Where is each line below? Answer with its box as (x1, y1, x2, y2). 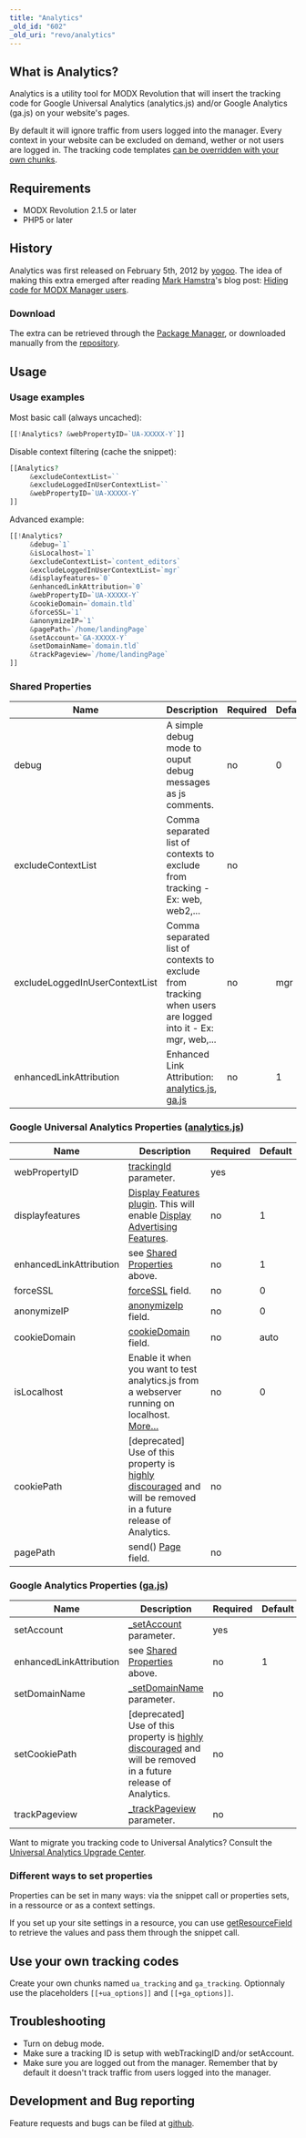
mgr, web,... (166, 1033, 217, 1046)
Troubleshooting (9, 2014, 107, 2030)
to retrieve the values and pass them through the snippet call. (9, 1928, 240, 1939)
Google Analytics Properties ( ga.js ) (9, 1579, 168, 1591)
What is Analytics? (9, 64, 119, 79)
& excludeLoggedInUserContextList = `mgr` (29, 566, 181, 575)
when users (166, 999, 217, 1012)
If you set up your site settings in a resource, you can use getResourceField (9, 1918, 293, 1928)
